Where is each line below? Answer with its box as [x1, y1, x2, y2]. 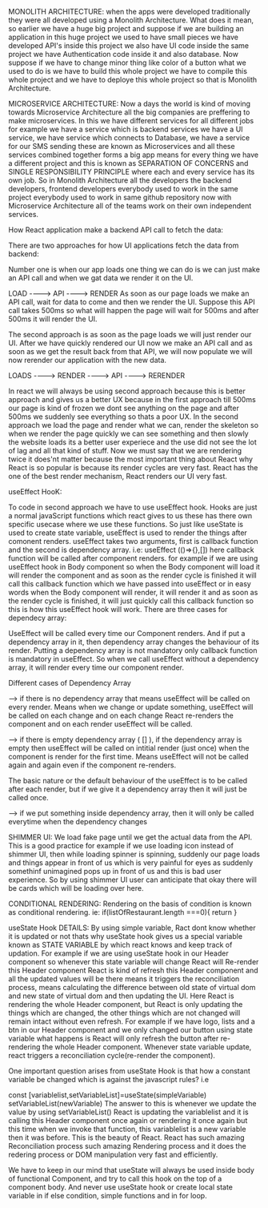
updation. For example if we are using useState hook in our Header [8, 948, 230, 958]
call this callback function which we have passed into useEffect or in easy [8, 579, 252, 588]
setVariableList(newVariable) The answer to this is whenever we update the [8, 1099, 257, 1108]
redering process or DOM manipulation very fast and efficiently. [8, 1150, 218, 1159]
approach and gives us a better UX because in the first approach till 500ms [8, 395, 256, 404]
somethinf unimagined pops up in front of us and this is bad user [8, 867, 222, 876]
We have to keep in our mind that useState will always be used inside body [8, 1166, 254, 1174]
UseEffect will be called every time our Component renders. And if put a [8, 629, 246, 638]
